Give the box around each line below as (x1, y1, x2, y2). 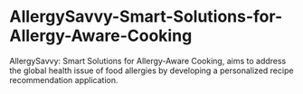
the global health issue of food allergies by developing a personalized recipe (9, 65, 294, 76)
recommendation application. (9, 74, 119, 85)
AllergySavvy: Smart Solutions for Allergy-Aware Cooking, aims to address (9, 55, 287, 66)
